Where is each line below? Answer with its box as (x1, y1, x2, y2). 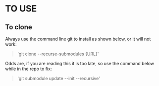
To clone (5, 23, 32, 31)
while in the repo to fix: (5, 66, 52, 72)
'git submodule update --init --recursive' (17, 76, 100, 81)
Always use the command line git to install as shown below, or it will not (5, 36, 151, 42)
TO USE (5, 3, 37, 14)
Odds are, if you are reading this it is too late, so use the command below (5, 61, 155, 66)
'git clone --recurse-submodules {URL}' (17, 51, 99, 57)
